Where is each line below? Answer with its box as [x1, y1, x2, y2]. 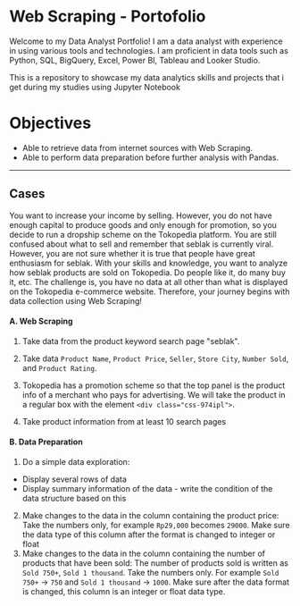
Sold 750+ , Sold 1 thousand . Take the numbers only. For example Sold [21, 568, 279, 578]
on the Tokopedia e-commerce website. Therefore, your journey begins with [9, 286, 290, 297]
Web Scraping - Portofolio [9, 6, 206, 27]
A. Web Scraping [9, 316, 73, 327]
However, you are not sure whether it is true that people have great [9, 248, 256, 258]
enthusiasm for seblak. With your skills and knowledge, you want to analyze [9, 257, 288, 268]
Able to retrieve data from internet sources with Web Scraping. [21, 142, 253, 153]
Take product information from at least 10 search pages [21, 416, 227, 426]
